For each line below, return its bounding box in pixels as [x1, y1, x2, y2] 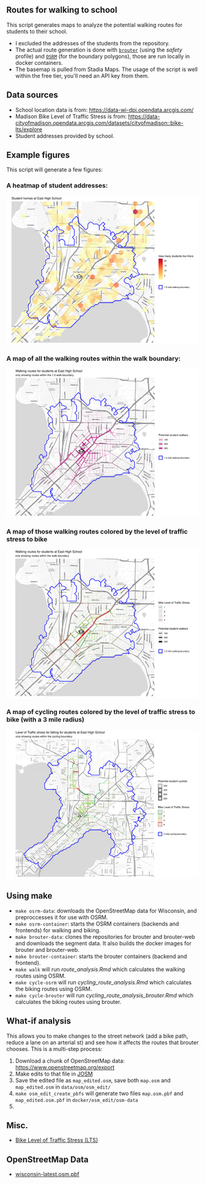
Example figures [6, 150, 70, 160]
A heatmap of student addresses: [6, 181, 108, 190]
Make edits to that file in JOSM [15, 1070, 93, 1077]
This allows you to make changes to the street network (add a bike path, [6, 1032, 188, 1039]
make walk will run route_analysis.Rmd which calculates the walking [15, 965, 185, 973]
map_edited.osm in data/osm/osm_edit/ [15, 1083, 111, 1090]
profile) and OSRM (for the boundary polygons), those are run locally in [15, 52, 190, 60]
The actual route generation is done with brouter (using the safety [15, 46, 182, 53]
